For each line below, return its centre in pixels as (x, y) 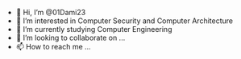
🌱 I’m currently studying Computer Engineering (94, 29)
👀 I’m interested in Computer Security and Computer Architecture (125, 21)
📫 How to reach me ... (53, 47)
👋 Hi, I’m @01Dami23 (51, 12)
